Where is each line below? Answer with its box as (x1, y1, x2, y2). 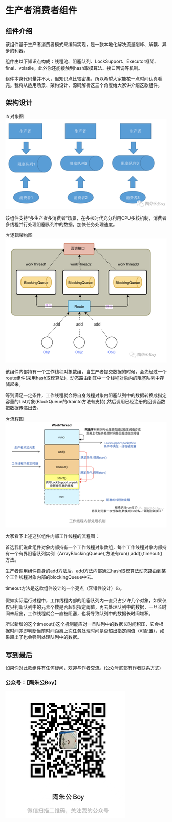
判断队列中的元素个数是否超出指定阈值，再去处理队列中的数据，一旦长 (14, 604, 162, 610)
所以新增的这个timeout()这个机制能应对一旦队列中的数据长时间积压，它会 (5, 621, 159, 628)
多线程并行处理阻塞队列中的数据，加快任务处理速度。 (5, 221, 118, 228)
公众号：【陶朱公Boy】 (5, 679, 60, 686)
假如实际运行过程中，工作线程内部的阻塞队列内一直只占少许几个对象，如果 (5, 597, 162, 604)
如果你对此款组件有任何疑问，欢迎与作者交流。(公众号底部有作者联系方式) (5, 665, 161, 671)
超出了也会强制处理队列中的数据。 (9, 634, 82, 640)
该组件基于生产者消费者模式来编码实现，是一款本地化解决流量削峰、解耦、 (5, 41, 162, 47)
